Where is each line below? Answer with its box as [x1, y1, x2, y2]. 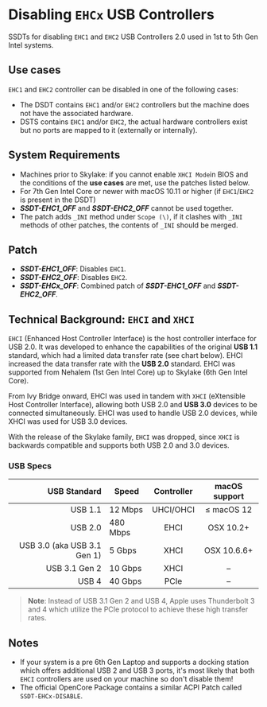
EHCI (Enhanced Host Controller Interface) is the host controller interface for [8, 334, 257, 344]
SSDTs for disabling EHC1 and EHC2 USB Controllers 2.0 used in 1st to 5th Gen [8, 32, 258, 41]
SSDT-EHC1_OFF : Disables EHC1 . [19, 264, 126, 274]
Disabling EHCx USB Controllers [8, 6, 215, 24]
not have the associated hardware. [19, 108, 133, 118]
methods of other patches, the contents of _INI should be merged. [19, 220, 238, 230]
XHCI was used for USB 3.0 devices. [8, 417, 128, 426]
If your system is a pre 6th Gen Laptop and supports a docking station [19, 658, 250, 667]
